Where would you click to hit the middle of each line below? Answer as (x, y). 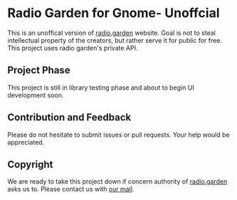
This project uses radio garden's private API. (73, 48)
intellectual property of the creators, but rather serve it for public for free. (115, 40)
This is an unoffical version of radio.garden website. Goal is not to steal (111, 33)
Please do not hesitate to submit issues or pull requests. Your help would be (118, 135)
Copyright (30, 164)
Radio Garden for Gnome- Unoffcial (114, 13)
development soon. (36, 95)
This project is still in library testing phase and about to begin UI (101, 88)
